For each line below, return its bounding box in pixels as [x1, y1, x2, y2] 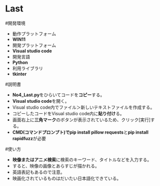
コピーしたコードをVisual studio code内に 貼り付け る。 [12, 110, 125, 116]
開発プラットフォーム [12, 42, 56, 48]
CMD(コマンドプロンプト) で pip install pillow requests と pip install [12, 129, 149, 135]
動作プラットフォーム [12, 30, 56, 36]
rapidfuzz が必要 [12, 135, 46, 141]
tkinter [12, 71, 27, 77]
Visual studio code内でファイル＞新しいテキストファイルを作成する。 [12, 104, 155, 110]
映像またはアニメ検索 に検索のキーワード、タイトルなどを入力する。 [12, 157, 152, 163]
